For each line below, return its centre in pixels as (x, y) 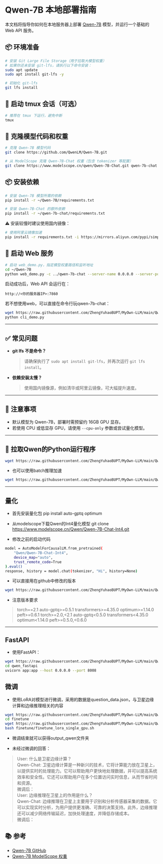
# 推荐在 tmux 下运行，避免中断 (34, 115)
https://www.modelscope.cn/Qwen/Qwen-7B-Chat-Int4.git (71, 529)
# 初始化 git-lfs (21, 83)
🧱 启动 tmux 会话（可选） (43, 104)
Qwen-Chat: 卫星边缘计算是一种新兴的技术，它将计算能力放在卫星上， (87, 765)
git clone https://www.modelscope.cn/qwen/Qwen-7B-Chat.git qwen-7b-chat (81, 166)
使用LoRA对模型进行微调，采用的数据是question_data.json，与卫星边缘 (83, 699)
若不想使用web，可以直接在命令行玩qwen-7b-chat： (57, 304)
